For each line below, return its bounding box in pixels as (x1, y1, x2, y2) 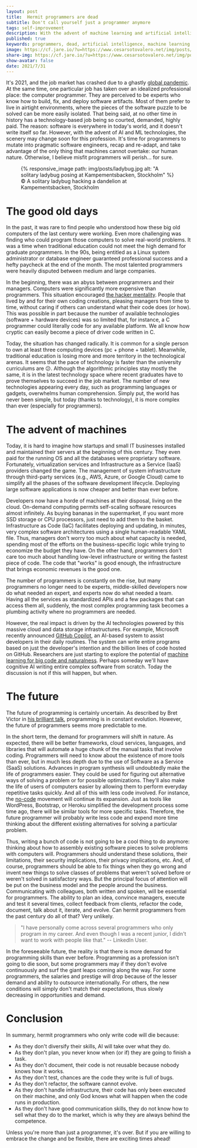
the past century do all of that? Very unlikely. (6, 913, 114, 920)
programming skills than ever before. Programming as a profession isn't (6, 954, 179, 962)
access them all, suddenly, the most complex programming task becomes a (6, 602, 189, 609)
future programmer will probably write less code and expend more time (6, 814, 179, 821)
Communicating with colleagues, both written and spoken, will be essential (6, 888, 187, 895)
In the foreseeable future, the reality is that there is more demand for (6, 948, 172, 955)
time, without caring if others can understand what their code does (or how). (6, 304, 191, 311)
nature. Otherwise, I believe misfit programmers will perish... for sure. (6, 154, 174, 161)
